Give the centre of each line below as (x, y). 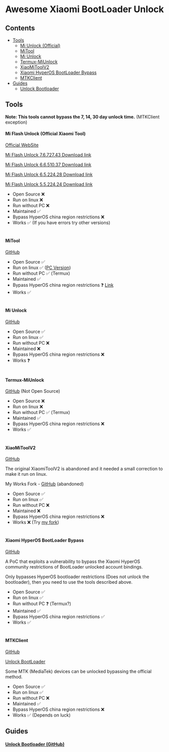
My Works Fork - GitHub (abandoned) (45, 484)
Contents (20, 28)
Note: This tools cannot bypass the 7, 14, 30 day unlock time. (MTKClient (82, 117)
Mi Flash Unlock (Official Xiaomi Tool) (45, 134)
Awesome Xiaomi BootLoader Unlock (84, 9)
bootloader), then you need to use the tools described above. (69, 582)
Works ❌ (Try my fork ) (36, 522)
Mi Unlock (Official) (40, 46)
